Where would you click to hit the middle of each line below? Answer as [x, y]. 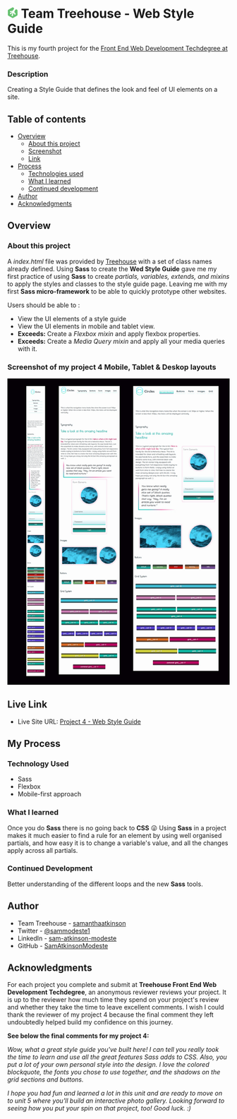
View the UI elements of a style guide [72, 318]
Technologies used [56, 174]
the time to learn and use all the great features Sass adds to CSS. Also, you [117, 1057]
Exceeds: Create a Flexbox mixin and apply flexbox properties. [109, 333]
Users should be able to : [44, 305]
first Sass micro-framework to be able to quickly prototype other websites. [117, 291]
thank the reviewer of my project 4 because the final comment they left [110, 1015]
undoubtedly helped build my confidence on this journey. [90, 1022]
